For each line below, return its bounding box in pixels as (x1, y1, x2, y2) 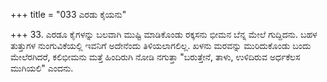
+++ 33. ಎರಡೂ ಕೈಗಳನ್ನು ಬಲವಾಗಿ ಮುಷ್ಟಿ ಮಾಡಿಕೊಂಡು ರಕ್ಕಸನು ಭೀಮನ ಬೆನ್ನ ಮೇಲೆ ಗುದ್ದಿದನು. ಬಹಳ (10, 29, 318, 40)
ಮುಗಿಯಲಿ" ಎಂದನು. (10, 62, 74, 74)
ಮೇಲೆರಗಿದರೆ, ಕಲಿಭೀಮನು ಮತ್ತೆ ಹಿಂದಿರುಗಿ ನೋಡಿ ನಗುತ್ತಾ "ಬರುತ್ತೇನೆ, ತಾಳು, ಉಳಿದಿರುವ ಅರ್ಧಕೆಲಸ (10, 51, 301, 63)
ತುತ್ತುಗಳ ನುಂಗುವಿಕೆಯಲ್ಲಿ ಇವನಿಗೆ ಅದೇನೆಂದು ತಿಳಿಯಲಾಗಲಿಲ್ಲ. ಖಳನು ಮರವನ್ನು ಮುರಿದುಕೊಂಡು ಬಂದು (10, 40, 312, 51)
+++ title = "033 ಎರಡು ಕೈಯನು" (10, 9, 127, 20)
